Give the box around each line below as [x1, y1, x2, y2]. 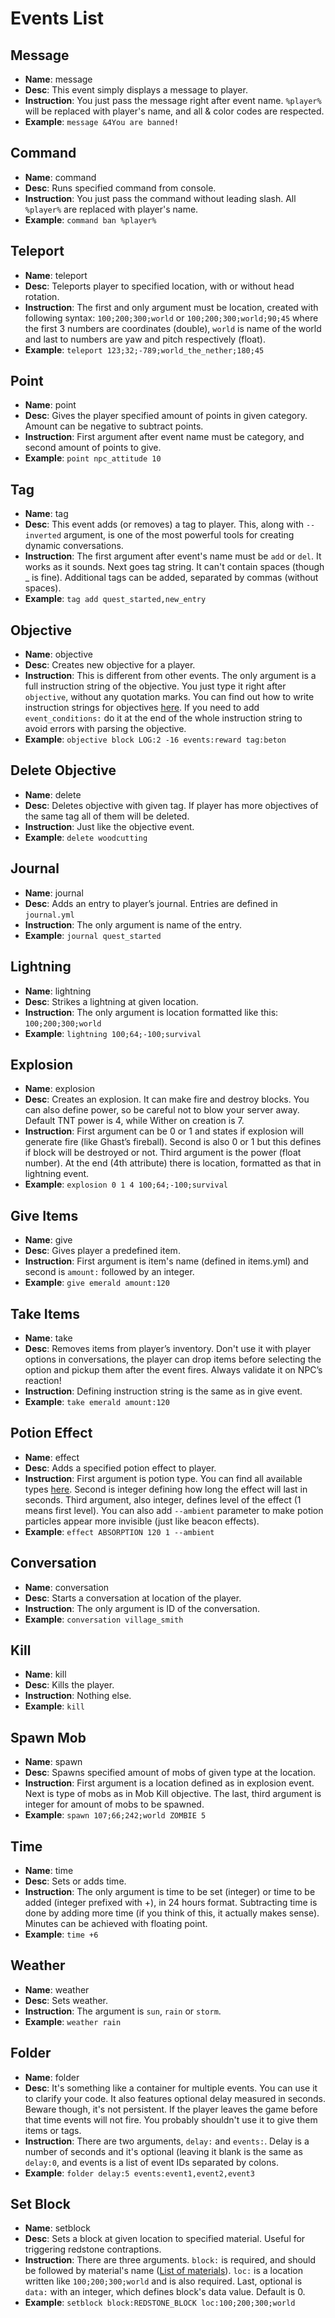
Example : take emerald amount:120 [24, 1395, 170, 1407]
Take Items [10, 1305, 80, 1322]
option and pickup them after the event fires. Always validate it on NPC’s [24, 1363, 323, 1376]
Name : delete [24, 788, 82, 801]
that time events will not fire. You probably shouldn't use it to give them [24, 2113, 318, 2126]
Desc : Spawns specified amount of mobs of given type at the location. [24, 1767, 316, 1779]
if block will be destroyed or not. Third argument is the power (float [24, 1147, 302, 1159]
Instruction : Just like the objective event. [24, 820, 195, 832]
